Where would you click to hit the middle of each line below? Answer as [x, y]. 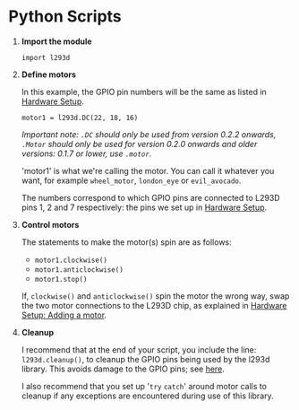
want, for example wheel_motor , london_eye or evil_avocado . [131, 180]
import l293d [46, 57]
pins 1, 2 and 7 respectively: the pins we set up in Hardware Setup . [144, 207]
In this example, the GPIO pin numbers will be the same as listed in [144, 92]
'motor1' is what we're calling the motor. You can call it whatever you [148, 170]
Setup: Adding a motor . [64, 315]
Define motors [49, 74]
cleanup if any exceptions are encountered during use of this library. [147, 396]
